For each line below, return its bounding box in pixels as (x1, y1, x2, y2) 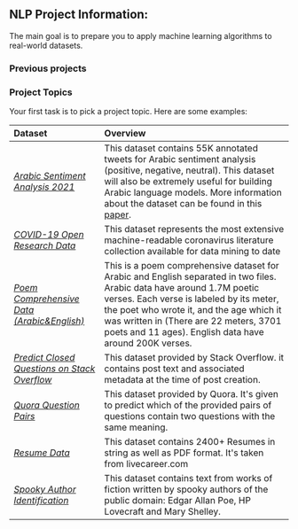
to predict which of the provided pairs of (104, 399, 272, 411)
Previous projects (9, 62, 87, 74)
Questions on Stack (13, 362, 96, 375)
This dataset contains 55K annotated (104, 142, 259, 154)
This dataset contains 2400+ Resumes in (104, 436, 276, 448)
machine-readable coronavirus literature (104, 234, 274, 246)
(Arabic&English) (13, 315, 85, 327)
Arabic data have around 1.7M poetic (104, 282, 260, 294)
